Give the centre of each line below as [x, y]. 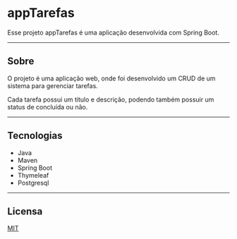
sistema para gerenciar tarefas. [53, 85]
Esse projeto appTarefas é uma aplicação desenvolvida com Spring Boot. [114, 32]
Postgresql [33, 183]
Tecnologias [35, 136]
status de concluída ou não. [48, 106]
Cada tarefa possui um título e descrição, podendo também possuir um [111, 99]
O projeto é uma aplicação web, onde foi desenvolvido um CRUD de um [112, 78]
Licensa [25, 211]
